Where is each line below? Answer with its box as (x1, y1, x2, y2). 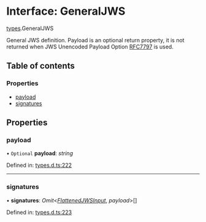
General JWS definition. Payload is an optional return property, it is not (6, 36, 185, 44)
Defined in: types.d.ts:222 (6, 161, 72, 169)
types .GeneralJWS (6, 25, 54, 32)
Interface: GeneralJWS (6, 4, 126, 18)
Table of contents (6, 61, 75, 71)
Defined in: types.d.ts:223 (6, 209, 72, 216)
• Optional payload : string (6, 150, 74, 157)
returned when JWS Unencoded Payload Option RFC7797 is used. (6, 43, 174, 50)
